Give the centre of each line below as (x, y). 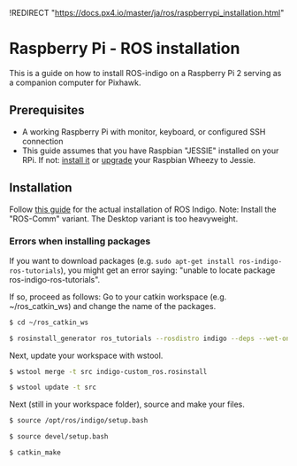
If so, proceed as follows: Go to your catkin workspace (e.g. (118, 297)
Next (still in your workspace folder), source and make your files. (127, 404)
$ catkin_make (35, 453)
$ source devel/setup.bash (59, 437)
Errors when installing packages (80, 241)
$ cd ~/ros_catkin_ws (49, 322)
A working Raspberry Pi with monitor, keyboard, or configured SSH (144, 131)
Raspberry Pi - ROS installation (125, 49)
